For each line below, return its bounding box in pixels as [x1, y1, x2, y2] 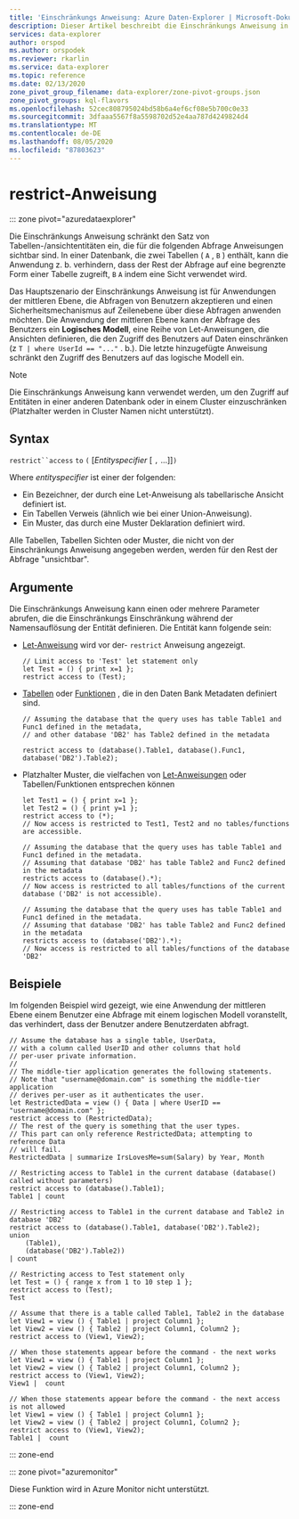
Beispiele [9, 976, 62, 992]
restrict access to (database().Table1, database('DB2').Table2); [9, 1223, 261, 1232]
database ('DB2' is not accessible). [21, 890, 163, 899]
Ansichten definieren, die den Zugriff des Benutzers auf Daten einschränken [9, 333, 289, 344]
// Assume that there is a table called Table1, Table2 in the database [9, 1309, 285, 1318]
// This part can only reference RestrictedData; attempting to [9, 1130, 253, 1139]
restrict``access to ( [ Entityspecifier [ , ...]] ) [9, 455, 178, 466]
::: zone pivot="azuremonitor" [9, 1466, 118, 1477]
